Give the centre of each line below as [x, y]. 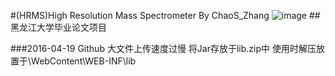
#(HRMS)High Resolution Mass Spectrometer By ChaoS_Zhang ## [165, 15]
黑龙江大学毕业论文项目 [58, 27]
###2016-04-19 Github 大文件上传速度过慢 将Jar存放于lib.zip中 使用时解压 [163, 48]
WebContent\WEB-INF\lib [84, 61]
